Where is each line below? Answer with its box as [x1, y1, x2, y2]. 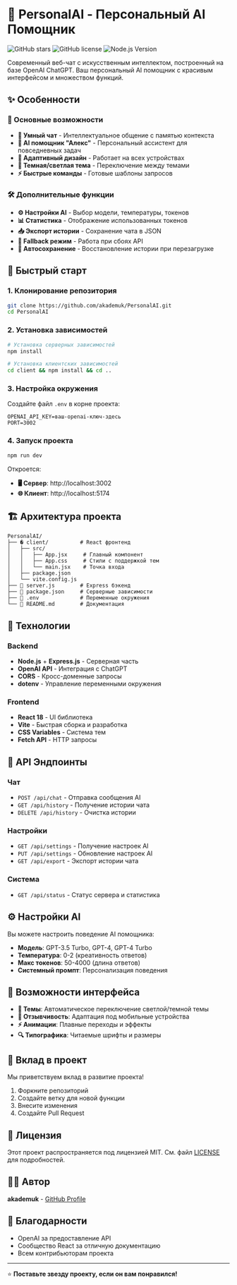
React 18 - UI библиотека [17, 713, 93, 721]
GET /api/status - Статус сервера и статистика [17, 890, 160, 899]
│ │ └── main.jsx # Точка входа [7, 564, 125, 571]
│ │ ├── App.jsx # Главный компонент [7, 552, 143, 559]
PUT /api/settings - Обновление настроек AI [17, 849, 153, 858]
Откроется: [7, 465, 42, 473]
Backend [7, 641, 39, 651]
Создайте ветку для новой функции [17, 1094, 126, 1102]
